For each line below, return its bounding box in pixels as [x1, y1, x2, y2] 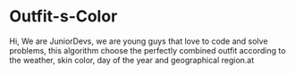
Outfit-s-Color [9, 6, 118, 27]
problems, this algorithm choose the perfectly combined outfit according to [9, 45, 286, 55]
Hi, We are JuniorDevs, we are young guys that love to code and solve [9, 36, 268, 46]
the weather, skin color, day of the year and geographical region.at [9, 54, 255, 65]
